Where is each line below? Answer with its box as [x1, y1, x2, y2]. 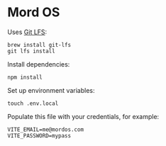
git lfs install [7, 47, 55, 55]
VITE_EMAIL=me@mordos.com [7, 125, 84, 133]
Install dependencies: [7, 60, 70, 68]
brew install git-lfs [7, 41, 72, 48]
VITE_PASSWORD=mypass [7, 132, 72, 139]
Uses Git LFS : [7, 28, 48, 36]
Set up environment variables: [7, 86, 95, 94]
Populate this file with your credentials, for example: [7, 112, 160, 120]
